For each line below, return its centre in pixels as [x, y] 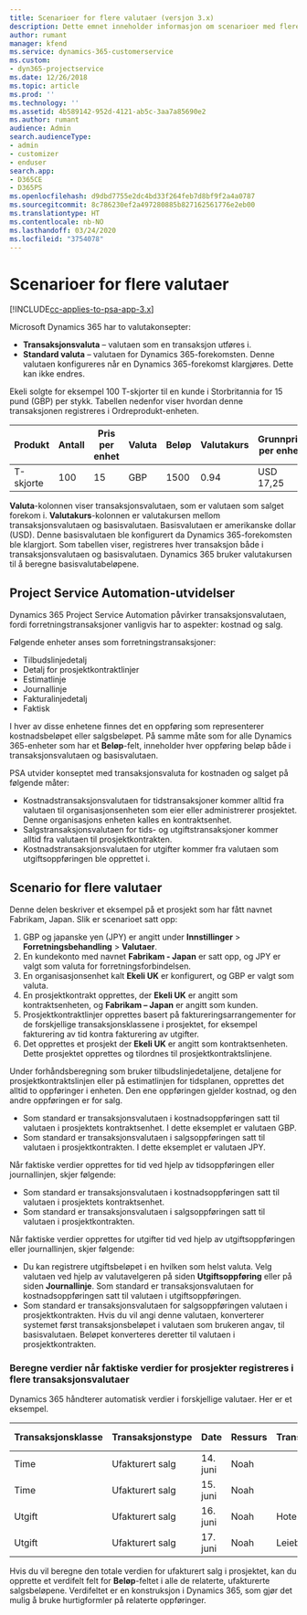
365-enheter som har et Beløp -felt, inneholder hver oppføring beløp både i [150, 746]
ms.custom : [30, 60]
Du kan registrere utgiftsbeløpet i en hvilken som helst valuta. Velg [147, 1266]
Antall [71, 445]
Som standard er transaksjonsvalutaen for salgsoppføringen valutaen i [155, 1305]
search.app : [32, 171]
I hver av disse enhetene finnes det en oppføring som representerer [137, 727]
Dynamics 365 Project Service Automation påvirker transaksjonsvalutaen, [148, 615]
